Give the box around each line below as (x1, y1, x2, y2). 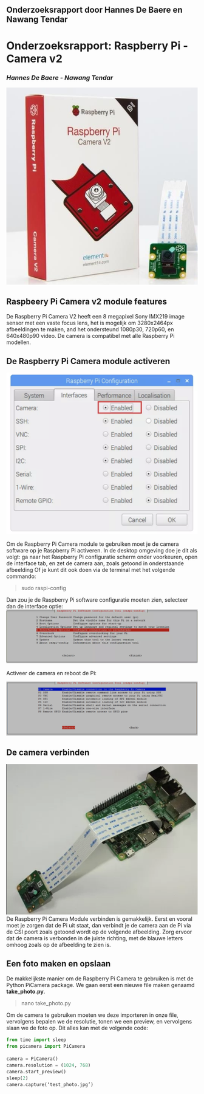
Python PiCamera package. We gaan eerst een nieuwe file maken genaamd (6, 981, 195, 988)
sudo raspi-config (21, 584, 67, 591)
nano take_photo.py (21, 999, 71, 1006)
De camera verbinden (6, 748, 90, 758)
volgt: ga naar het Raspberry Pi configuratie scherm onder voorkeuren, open (6, 553, 198, 560)
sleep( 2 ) (6, 1075, 29, 1081)
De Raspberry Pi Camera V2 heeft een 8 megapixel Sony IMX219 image (6, 312, 185, 320)
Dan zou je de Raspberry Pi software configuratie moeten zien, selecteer (6, 596, 188, 604)
